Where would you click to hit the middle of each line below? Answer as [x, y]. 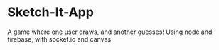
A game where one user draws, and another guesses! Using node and [110, 32]
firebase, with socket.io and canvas [59, 39]
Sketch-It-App [51, 12]
